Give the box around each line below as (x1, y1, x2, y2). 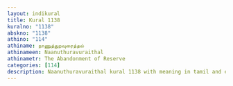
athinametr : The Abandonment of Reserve (7, 55, 126, 62)
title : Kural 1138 (7, 17, 60, 24)
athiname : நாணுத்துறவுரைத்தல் (7, 42, 85, 49)
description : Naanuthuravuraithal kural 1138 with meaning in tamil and (7, 68, 222, 75)
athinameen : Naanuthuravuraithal (7, 49, 104, 56)
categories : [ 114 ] (7, 62, 60, 69)
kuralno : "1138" (7, 23, 54, 30)
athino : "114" (7, 36, 49, 43)
